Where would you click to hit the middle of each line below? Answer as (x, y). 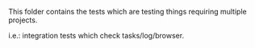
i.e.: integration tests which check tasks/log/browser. (96, 36)
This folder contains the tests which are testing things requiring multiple (128, 12)
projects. (23, 20)
